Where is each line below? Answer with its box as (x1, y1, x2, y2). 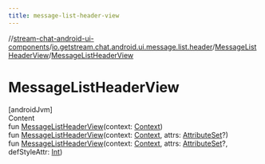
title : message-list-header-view (8, 11, 120, 20)
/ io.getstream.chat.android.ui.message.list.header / (49, 41, 216, 52)
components (8, 41, 50, 52)
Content (8, 113, 35, 123)
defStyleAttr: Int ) (8, 146, 63, 156)
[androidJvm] (8, 104, 53, 114)
